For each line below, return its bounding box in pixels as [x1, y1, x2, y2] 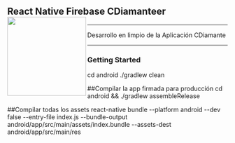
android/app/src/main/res [7, 128, 82, 136]
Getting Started [87, 55, 141, 64]
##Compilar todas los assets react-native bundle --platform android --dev [7, 105, 221, 114]
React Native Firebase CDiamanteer [7, 6, 166, 18]
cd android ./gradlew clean [87, 71, 165, 79]
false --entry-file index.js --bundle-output [7, 113, 128, 121]
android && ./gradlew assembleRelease [87, 92, 201, 100]
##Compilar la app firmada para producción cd [87, 84, 222, 93]
